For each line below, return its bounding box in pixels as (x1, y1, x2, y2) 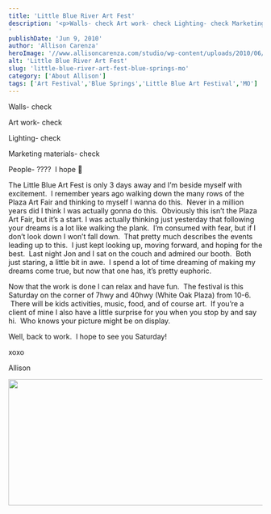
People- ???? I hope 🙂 (8, 164, 83, 174)
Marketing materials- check (8, 149, 100, 158)
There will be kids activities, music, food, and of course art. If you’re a (10, 298, 244, 308)
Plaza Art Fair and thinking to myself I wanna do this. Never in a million (8, 197, 244, 207)
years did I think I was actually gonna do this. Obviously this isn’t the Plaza (8, 205, 258, 215)
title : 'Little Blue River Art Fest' (8, 11, 135, 20)
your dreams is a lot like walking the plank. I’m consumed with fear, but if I (8, 223, 256, 233)
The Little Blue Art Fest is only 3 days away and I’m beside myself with (8, 179, 243, 190)
